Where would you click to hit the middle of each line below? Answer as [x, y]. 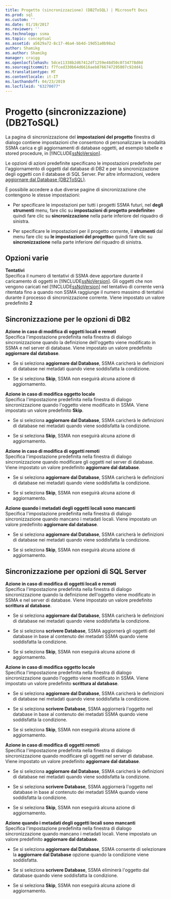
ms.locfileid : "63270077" [33, 86]
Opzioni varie [27, 258]
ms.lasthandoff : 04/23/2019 [35, 82]
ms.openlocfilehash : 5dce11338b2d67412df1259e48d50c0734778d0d [74, 63]
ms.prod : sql [19, 15]
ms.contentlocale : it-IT [32, 77]
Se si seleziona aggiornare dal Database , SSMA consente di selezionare [89, 849]
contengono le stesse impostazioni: [43, 195]
